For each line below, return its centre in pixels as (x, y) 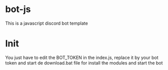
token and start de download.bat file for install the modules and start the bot (84, 63)
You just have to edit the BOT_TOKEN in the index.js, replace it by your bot (82, 57)
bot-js (18, 9)
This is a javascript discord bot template (47, 23)
